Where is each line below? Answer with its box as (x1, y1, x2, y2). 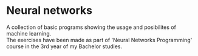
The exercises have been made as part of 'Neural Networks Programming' (6, 36, 193, 43)
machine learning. (6, 30, 52, 37)
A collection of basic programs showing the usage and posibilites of (6, 23, 176, 31)
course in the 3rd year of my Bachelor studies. (6, 43, 123, 50)
